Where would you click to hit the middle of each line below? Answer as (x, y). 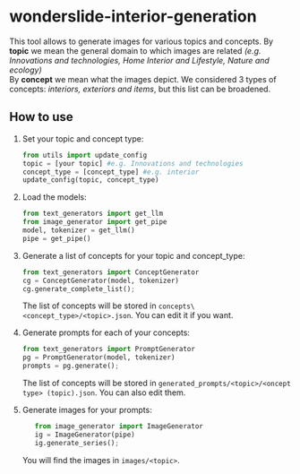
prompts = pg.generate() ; (70, 366)
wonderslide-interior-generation (133, 17)
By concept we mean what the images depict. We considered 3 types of (143, 79)
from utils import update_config (85, 155)
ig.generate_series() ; (77, 443)
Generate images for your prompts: (87, 410)
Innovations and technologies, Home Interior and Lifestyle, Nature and (140, 60)
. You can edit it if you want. (182, 315)
